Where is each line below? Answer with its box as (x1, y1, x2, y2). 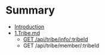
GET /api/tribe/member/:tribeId (23, 42, 100, 49)
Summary (5, 4, 55, 17)
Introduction (14, 23, 45, 30)
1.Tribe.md (14, 29, 40, 36)
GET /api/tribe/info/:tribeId (23, 35, 88, 43)
